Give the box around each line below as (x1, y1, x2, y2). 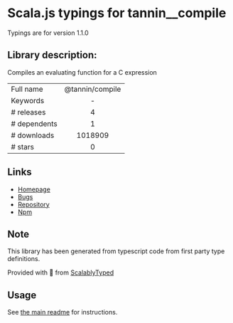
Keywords (11, 95, 45, 105)
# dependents (11, 119, 58, 129)
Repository (17, 200, 50, 208)
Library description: (7, 49, 97, 61)
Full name (11, 84, 44, 94)
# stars (11, 142, 34, 152)
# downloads (11, 130, 55, 140)
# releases (11, 107, 46, 117)
